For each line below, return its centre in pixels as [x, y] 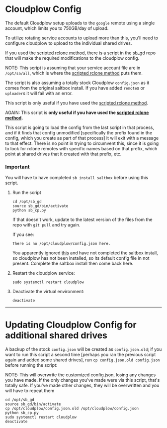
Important [17, 167]
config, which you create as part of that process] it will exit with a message [82, 138]
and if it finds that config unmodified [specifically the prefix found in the [79, 132]
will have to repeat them [30, 391]
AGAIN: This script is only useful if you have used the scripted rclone [77, 112]
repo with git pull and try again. [46, 225]
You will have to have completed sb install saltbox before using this [77, 178]
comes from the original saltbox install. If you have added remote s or [75, 88]
